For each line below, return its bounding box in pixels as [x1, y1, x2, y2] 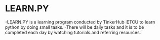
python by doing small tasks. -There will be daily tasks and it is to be [5, 24, 144, 30]
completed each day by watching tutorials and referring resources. [5, 29, 141, 35]
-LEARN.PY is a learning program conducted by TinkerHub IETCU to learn [5, 19, 156, 25]
